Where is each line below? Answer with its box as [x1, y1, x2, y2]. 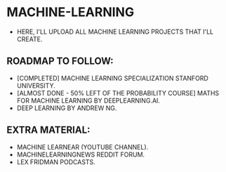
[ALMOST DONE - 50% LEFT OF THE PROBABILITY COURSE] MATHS [16, 88, 220, 97]
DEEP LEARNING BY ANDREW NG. [16, 103, 117, 112]
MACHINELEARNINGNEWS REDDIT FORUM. [16, 150, 145, 159]
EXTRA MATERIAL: [6, 124, 91, 136]
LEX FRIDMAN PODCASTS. [16, 157, 95, 166]
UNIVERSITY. [16, 81, 55, 90]
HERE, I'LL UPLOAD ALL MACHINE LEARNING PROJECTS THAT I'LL [16, 27, 214, 36]
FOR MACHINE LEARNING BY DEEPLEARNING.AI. [16, 96, 161, 105]
